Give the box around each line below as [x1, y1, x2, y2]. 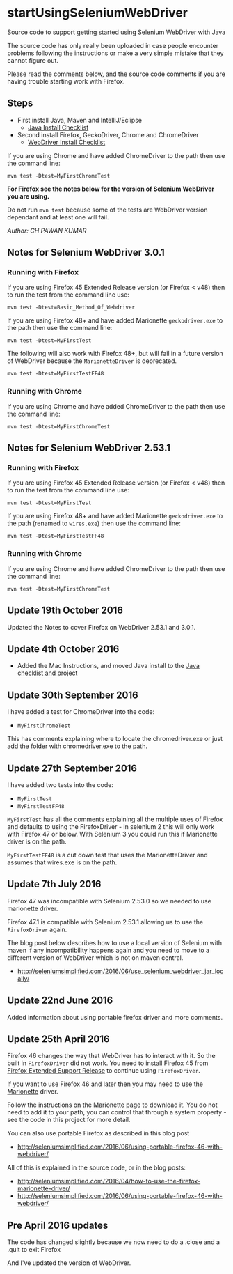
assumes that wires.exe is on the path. [7, 858, 118, 867]
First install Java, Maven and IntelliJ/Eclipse [17, 116, 143, 124]
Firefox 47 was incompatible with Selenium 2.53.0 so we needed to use [7, 896, 212, 905]
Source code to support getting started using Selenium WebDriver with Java [7, 28, 226, 36]
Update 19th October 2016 [7, 605, 124, 616]
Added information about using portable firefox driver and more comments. [7, 1013, 223, 1021]
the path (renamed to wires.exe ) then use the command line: [7, 519, 181, 527]
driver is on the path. [7, 837, 67, 846]
